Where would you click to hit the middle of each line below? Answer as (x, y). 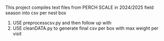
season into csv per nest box (36, 13)
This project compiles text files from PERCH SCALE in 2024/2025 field (79, 7)
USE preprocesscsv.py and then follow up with (62, 23)
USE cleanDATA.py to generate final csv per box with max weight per (86, 28)
